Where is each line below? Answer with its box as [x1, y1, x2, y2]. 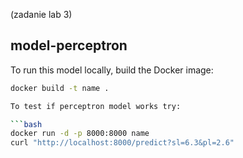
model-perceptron [10, 37, 128, 54]
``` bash [10, 119, 43, 129]
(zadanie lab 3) [10, 9, 73, 20]
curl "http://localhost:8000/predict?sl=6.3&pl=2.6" [10, 138, 235, 148]
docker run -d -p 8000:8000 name [10, 129, 150, 139]
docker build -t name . [10, 83, 110, 93]
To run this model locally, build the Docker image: [10, 64, 214, 76]
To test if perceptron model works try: [10, 101, 182, 111]
